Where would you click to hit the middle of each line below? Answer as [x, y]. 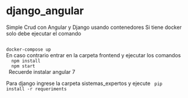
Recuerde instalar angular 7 [42, 71]
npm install [26, 61]
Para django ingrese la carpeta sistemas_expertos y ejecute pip [84, 83]
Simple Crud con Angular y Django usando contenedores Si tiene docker [94, 27]
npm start [23, 66]
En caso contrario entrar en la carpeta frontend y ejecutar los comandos [93, 55]
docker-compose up [28, 49]
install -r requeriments [36, 89]
